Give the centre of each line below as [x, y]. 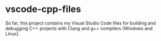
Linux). [12, 33]
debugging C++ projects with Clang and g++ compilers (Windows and [79, 28]
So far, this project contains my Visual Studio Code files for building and [81, 23]
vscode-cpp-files [43, 9]
